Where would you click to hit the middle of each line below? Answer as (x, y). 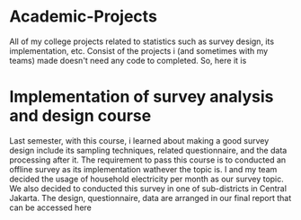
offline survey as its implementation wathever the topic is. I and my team (143, 169)
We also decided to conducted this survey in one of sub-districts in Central (148, 188)
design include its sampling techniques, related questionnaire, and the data (148, 150)
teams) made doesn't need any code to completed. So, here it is (128, 60)
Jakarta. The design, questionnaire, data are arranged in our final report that (150, 198)
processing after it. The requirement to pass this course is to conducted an (148, 160)
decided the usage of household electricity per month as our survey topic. (147, 179)
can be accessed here (50, 207)
